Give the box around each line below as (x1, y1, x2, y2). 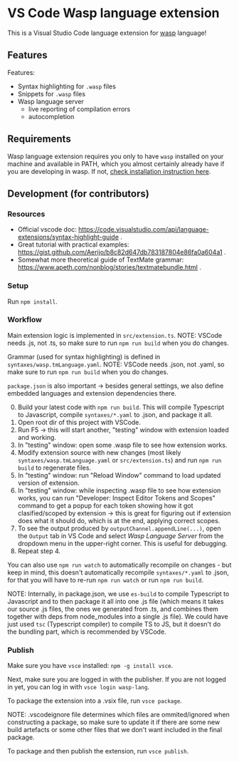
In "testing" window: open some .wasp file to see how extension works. (17, 441, 228, 449)
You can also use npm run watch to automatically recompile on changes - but (7, 560, 232, 569)
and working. (17, 433, 57, 441)
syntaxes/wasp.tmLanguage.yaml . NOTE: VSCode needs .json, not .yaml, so (7, 360, 225, 369)
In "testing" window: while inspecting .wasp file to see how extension (17, 486, 221, 495)
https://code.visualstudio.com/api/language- (78, 225, 210, 234)
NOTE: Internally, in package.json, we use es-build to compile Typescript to (7, 589, 230, 598)
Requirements (7, 133, 71, 145)
